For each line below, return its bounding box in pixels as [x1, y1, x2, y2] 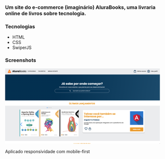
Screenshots [5, 57, 36, 64]
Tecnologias [5, 23, 35, 30]
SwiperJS [12, 45, 32, 50]
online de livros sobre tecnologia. [5, 10, 86, 17]
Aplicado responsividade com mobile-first [5, 148, 90, 154]
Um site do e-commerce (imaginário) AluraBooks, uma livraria [5, 4, 156, 11]
